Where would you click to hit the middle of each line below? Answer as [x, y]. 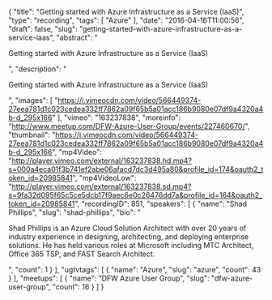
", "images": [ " [33, 100]
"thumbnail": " [32, 135]
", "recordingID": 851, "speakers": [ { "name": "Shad [161, 204]
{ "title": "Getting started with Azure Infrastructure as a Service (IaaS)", [126, 12]
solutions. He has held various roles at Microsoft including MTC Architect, [131, 245]
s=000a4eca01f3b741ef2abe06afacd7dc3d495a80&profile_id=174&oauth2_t [136, 169]
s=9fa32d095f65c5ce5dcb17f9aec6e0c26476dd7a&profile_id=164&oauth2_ [136, 195]
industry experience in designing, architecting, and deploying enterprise [129, 237]
